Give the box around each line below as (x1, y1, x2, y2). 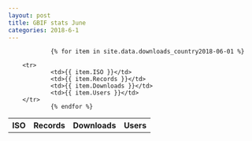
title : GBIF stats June (8, 19, 87, 27)
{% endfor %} (50, 103, 93, 111)
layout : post (8, 11, 51, 20)
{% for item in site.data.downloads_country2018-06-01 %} (50, 48, 245, 56)
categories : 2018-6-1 (8, 26, 80, 34)
